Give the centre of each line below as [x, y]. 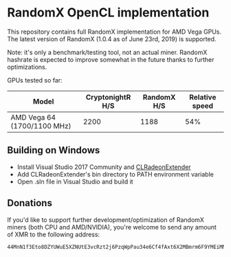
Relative [202, 97]
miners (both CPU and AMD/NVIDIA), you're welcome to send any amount [112, 227]
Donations [30, 203]
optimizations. [27, 67]
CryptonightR [108, 97]
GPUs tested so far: [35, 80]
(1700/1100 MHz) [41, 126]
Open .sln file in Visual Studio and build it [75, 181]
